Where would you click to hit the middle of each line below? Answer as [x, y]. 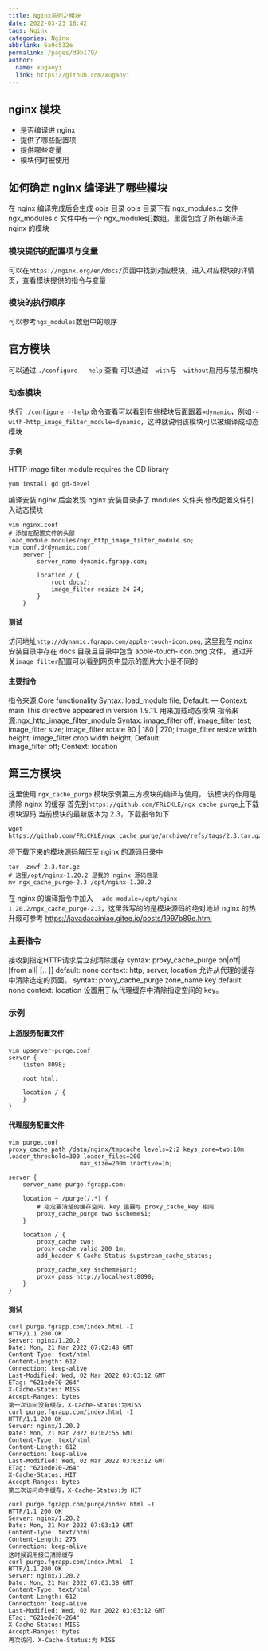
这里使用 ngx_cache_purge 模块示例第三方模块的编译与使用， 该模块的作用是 [132, 794]
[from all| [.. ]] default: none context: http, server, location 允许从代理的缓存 [132, 970]
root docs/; [71, 583]
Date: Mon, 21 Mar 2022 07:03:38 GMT [71, 1583]
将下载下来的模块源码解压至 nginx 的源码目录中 [86, 852]
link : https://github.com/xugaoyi [73, 75]
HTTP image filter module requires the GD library [89, 470]
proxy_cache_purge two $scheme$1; [94, 1214]
